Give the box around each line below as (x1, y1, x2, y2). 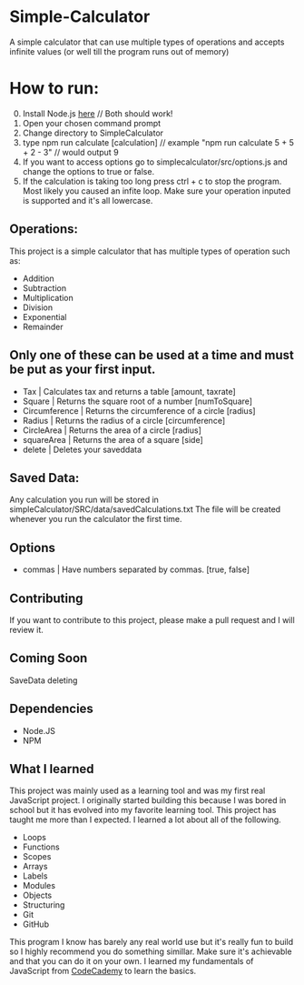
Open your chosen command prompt (22, 117, 162, 128)
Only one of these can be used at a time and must (9, 347, 295, 363)
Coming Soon (9, 650, 88, 666)
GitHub (22, 919, 50, 930)
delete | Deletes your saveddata (22, 444, 142, 455)
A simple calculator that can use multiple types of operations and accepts (9, 36, 285, 47)
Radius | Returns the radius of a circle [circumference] (22, 415, 225, 426)
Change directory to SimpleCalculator (22, 127, 164, 138)
